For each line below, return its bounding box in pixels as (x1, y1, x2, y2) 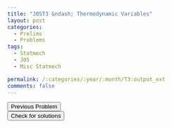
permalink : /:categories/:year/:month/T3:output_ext (7, 76, 166, 83)
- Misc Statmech (13, 63, 61, 70)
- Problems (13, 37, 46, 44)
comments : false (7, 82, 55, 89)
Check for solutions (11, 112, 61, 120)
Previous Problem (11, 103, 58, 110)
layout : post (7, 17, 46, 24)
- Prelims (13, 30, 42, 37)
